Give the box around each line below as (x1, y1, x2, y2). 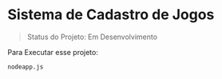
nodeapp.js (7, 62, 44, 71)
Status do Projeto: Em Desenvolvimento (26, 32, 157, 41)
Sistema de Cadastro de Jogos (7, 6, 215, 24)
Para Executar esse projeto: (7, 47, 99, 57)
